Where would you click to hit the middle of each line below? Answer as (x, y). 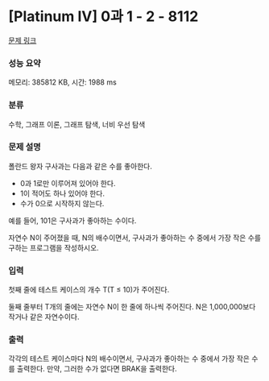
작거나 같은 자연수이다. (44, 317)
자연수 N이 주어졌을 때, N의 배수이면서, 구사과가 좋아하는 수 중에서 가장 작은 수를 (135, 238)
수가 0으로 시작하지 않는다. (62, 203)
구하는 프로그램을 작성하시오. (54, 247)
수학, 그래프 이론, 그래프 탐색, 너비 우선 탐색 (77, 124)
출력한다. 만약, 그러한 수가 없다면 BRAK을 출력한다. (97, 369)
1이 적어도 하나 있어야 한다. (62, 193)
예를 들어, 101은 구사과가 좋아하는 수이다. (72, 220)
